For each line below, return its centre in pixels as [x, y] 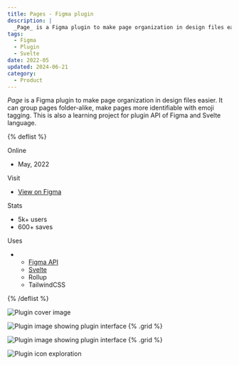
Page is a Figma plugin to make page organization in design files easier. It [115, 100]
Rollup [38, 277]
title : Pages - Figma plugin [51, 14]
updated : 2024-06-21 [38, 67]
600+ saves [35, 227]
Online [17, 151]
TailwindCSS [47, 285]
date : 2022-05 [28, 60]
